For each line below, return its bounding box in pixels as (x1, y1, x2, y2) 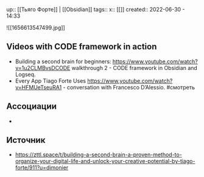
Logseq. (15, 71, 36, 78)
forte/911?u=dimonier (15, 164, 69, 172)
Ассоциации (6, 101, 57, 112)
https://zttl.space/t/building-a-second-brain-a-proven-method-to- (15, 151, 183, 158)
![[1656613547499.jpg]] (6, 24, 65, 31)
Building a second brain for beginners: (15, 58, 111, 65)
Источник (6, 135, 46, 145)
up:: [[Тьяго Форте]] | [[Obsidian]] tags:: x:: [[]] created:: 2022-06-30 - (6, 6, 185, 13)
